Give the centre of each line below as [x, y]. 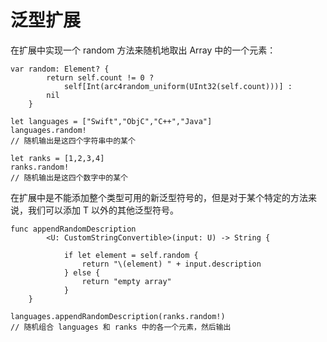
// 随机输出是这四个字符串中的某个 [73, 141]
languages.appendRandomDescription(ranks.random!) [118, 316]
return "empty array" [126, 281]
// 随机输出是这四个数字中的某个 [69, 177]
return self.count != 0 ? [100, 77]
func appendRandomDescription [73, 229]
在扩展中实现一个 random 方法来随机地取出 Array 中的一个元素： [143, 50]
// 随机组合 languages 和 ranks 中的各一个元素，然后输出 [121, 327]
